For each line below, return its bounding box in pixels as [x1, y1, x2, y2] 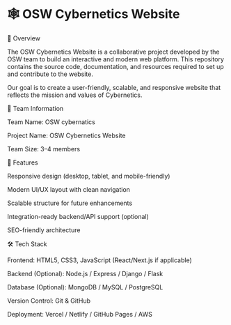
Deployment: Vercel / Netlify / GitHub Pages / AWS [7, 310, 153, 318]
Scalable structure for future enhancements [7, 199, 133, 207]
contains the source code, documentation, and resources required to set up [7, 62, 224, 70]
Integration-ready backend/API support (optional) [7, 212, 150, 220]
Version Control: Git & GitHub [7, 296, 91, 305]
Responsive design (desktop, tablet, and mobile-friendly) [7, 172, 170, 180]
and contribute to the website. [7, 70, 94, 78]
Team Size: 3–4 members [7, 144, 81, 153]
